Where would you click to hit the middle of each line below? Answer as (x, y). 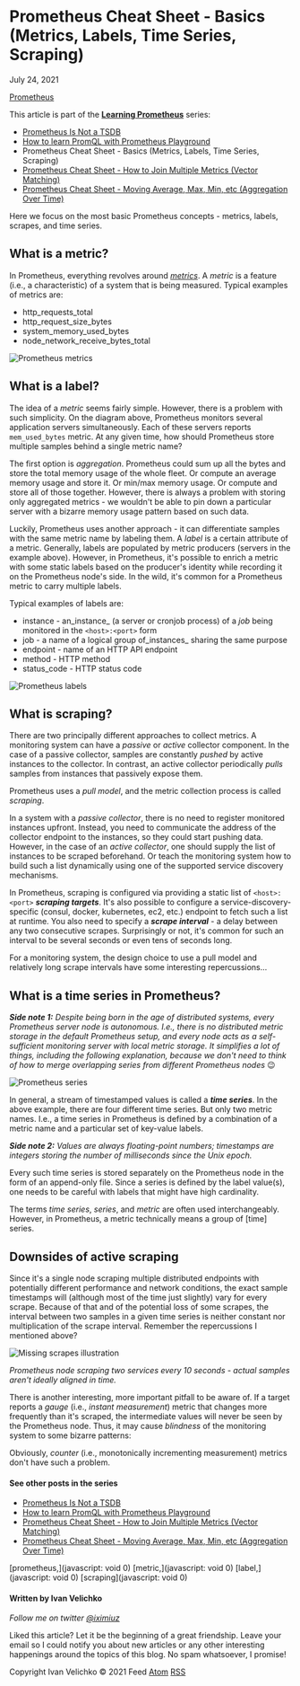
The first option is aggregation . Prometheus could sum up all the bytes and (148, 463)
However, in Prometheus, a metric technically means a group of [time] (138, 1219)
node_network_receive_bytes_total (86, 340)
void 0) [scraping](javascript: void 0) (120, 1577)
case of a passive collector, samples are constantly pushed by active (137, 755)
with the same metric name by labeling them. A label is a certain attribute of (149, 538)
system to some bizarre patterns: (70, 1435)
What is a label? (55, 387)
